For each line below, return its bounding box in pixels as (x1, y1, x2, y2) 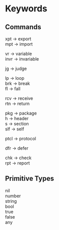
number (5, 193, 21, 199)
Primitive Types (5, 174, 54, 183)
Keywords (5, 3, 48, 14)
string (5, 198, 17, 204)
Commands (5, 23, 42, 31)
